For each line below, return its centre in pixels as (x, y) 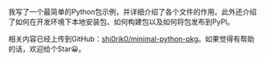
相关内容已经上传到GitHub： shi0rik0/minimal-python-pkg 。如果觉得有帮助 (132, 39)
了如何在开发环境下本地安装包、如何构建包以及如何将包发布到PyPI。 (121, 22)
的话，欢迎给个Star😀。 (47, 49)
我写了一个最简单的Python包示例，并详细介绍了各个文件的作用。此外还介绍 (132, 12)
